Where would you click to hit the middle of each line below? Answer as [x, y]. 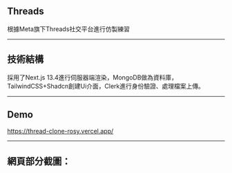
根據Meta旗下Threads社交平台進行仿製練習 [68, 29]
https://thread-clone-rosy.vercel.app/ [60, 131]
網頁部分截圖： [39, 161]
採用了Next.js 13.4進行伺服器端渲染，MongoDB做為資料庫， [93, 77]
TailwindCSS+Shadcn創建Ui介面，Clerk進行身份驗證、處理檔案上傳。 [106, 86]
